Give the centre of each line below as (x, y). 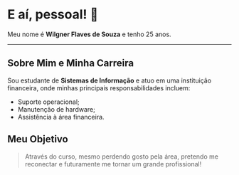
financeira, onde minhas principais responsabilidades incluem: (99, 87)
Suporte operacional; (48, 102)
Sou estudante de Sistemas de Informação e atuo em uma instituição (110, 80)
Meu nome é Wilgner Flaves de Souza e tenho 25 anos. (90, 34)
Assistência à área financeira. (61, 117)
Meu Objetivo (38, 139)
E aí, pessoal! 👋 (53, 15)
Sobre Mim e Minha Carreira (70, 63)
